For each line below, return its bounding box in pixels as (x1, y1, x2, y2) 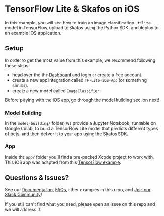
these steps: (5, 62, 30, 68)
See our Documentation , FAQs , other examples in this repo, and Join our (5, 187, 151, 192)
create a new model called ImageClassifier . (12, 87, 101, 94)
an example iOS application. (5, 30, 62, 36)
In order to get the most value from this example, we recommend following (5, 57, 156, 63)
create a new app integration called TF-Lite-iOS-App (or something (12, 77, 147, 83)
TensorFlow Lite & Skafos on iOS (5, 3, 140, 15)
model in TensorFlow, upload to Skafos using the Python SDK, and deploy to (5, 24, 159, 30)
